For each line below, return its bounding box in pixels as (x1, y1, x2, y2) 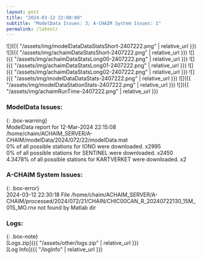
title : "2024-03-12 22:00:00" (6, 15, 83, 21)
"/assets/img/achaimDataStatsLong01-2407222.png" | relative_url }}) (14, 62, 187, 69)
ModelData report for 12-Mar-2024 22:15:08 (6, 123, 116, 131)
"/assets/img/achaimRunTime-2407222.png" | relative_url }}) (6, 88, 159, 95)
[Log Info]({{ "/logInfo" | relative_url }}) (6, 246, 103, 253)
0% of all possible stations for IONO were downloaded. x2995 (6, 142, 161, 150)
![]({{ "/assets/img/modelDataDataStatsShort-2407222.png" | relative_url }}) (6, 43, 197, 50)
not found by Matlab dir (37, 204, 96, 211)
